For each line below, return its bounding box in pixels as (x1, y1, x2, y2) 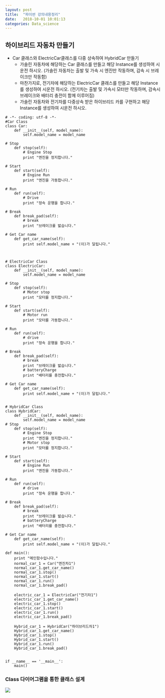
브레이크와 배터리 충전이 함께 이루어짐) (19, 93, 95, 99)
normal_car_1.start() (14, 574, 59, 579)
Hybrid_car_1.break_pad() (14, 646, 68, 651)
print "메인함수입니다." (14, 556, 58, 561)
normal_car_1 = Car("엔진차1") (14, 561, 76, 566)
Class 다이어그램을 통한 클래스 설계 (5, 676, 85, 683)
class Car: (5, 124, 28, 129)
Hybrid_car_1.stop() (14, 633, 57, 638)
